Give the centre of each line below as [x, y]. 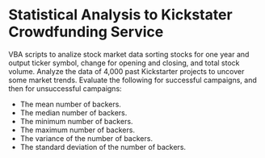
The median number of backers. [74, 112]
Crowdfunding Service [86, 32]
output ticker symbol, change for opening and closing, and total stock [124, 63]
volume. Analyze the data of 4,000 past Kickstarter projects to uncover [126, 71]
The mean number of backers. [70, 104]
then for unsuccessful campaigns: [65, 88]
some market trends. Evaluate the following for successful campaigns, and [132, 80]
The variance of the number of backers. [86, 138]
